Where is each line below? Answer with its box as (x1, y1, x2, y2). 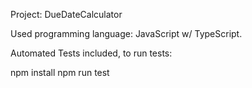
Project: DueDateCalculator (10, 9, 123, 20)
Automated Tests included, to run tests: (10, 47, 173, 59)
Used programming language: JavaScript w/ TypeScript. (10, 28, 243, 39)
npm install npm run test (10, 67, 110, 78)
